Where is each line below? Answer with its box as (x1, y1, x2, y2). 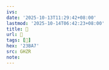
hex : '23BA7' (6, 43, 40, 49)
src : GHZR (6, 49, 32, 55)
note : (6, 54, 20, 60)
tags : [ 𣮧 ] (6, 37, 32, 43)
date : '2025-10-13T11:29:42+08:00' (6, 15, 97, 21)
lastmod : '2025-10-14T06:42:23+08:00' (6, 20, 105, 26)
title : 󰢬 (6, 26, 29, 32)
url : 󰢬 (6, 32, 23, 38)
